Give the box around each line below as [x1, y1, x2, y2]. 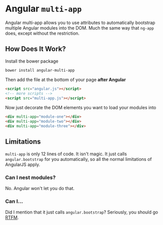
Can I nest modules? [5, 174, 56, 181]
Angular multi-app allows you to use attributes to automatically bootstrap [5, 20, 155, 26]
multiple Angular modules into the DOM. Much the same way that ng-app [5, 25, 154, 31]
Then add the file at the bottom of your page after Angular [5, 76, 126, 83]
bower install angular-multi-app [5, 68, 75, 73]
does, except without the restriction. [5, 30, 80, 36]
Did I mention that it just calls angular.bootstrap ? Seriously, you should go [5, 209, 158, 215]
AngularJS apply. [5, 161, 40, 167]
